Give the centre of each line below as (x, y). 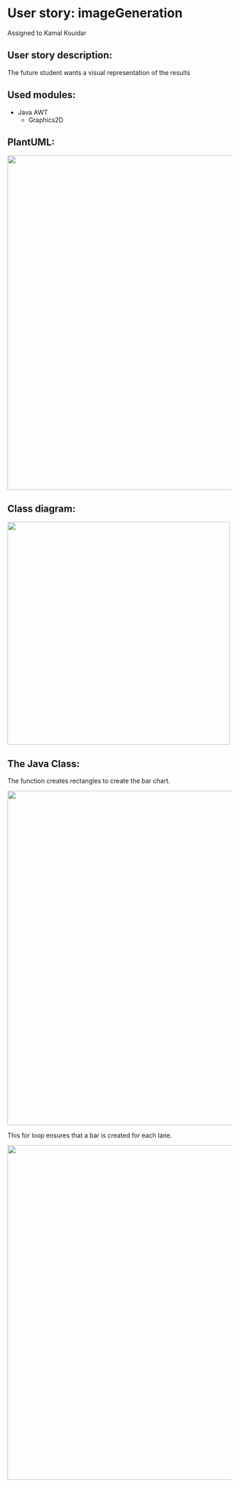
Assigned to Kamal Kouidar (47, 33)
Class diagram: (42, 508)
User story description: (60, 55)
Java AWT (33, 112)
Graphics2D (46, 120)
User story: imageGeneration (95, 13)
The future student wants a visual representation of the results (99, 72)
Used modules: (42, 95)
